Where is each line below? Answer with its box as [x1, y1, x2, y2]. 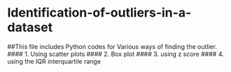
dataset [7, 19, 53, 35]
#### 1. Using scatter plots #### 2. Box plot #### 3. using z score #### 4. [7, 50, 224, 58]
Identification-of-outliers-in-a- [7, 5, 192, 21]
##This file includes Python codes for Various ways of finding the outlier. [7, 42, 218, 51]
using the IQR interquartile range [7, 57, 101, 65]
